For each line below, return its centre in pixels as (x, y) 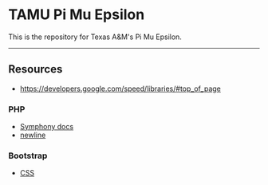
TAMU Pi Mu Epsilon (77, 15)
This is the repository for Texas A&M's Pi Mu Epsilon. (95, 37)
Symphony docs (47, 127)
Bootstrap (28, 155)
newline (33, 135)
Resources (35, 69)
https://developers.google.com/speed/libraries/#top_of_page (120, 89)
